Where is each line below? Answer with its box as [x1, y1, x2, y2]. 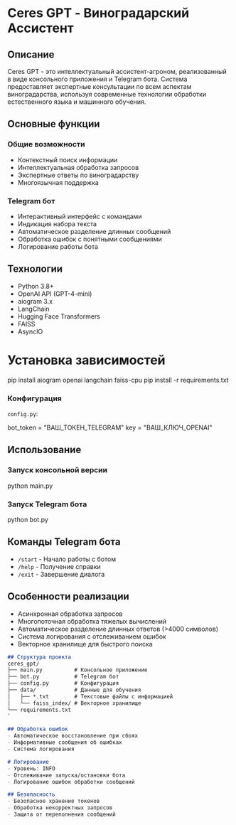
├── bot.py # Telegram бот [7, 674, 119, 681]
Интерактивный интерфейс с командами [17, 212, 142, 220]
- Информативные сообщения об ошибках [7, 739, 122, 746]
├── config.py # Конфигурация [7, 680, 119, 687]
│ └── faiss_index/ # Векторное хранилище [7, 699, 141, 707]
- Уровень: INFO [7, 765, 55, 772]
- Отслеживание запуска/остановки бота [7, 772, 126, 779]
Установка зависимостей [7, 352, 166, 368]
